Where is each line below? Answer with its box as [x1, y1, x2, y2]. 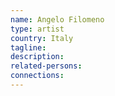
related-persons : [10, 61, 83, 71]
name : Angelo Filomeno [10, 14, 105, 25]
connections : [10, 71, 65, 81]
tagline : [10, 42, 47, 53]
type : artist [10, 24, 65, 34]
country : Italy [10, 33, 74, 43]
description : [10, 52, 65, 62]
